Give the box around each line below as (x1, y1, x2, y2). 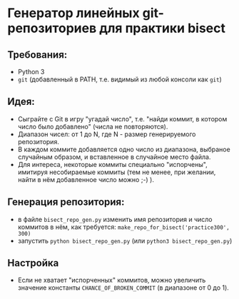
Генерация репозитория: (7, 196, 125, 208)
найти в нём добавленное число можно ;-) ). (17, 175, 155, 183)
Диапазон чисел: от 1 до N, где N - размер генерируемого (17, 130, 196, 138)
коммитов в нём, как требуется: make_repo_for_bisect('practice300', (17, 223, 230, 231)
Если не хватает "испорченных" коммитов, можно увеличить (17, 276, 206, 285)
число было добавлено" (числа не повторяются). (17, 122, 168, 131)
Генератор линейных (7, 5, 141, 21)
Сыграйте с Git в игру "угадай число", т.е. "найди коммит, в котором (17, 114, 228, 123)
